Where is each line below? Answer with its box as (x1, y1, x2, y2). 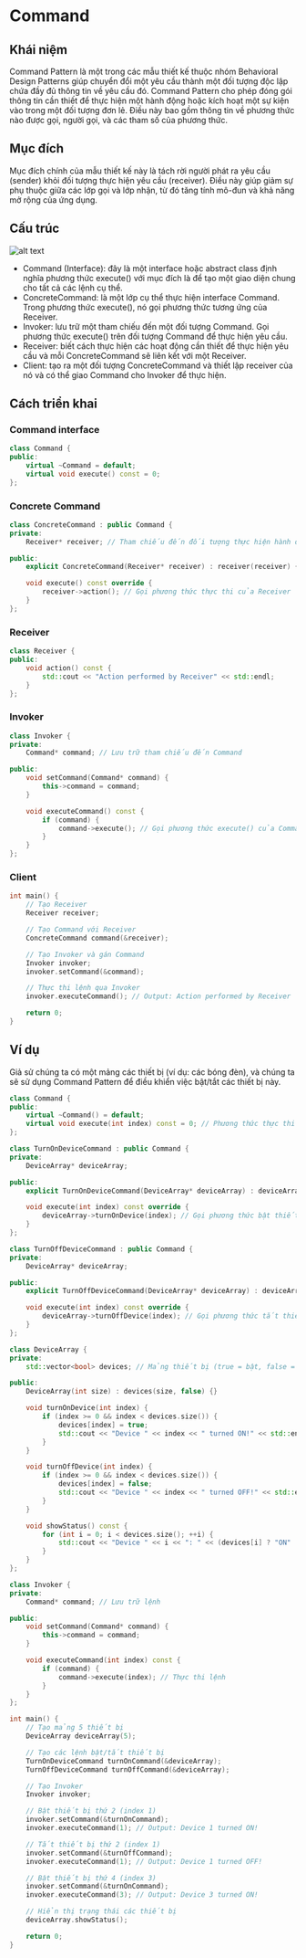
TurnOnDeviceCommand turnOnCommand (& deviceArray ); (25, 1756, 222, 1765)
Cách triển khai (9, 396, 97, 412)
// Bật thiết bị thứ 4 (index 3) (25, 1873, 157, 1882)
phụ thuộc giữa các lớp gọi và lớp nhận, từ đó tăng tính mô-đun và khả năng (9, 184, 295, 195)
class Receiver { (9, 647, 76, 656)
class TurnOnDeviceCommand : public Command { (9, 1144, 189, 1153)
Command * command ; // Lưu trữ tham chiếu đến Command (25, 748, 243, 758)
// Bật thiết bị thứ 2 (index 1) (25, 1806, 157, 1816)
